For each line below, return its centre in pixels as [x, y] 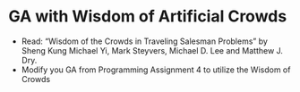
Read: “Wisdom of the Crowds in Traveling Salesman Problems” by [144, 41]
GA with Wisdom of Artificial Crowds [148, 17]
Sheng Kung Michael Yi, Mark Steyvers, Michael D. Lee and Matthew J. [152, 50]
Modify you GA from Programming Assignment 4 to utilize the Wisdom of [156, 70]
